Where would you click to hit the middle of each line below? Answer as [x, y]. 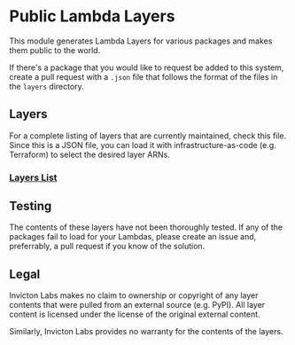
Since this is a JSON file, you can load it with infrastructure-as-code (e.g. [143, 145]
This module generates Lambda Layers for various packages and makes [141, 41]
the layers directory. [47, 86]
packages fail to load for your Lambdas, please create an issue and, [133, 237]
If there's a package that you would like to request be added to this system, [147, 67]
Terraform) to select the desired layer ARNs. [89, 154]
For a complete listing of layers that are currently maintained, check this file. [148, 136]
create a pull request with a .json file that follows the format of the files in [144, 76]
